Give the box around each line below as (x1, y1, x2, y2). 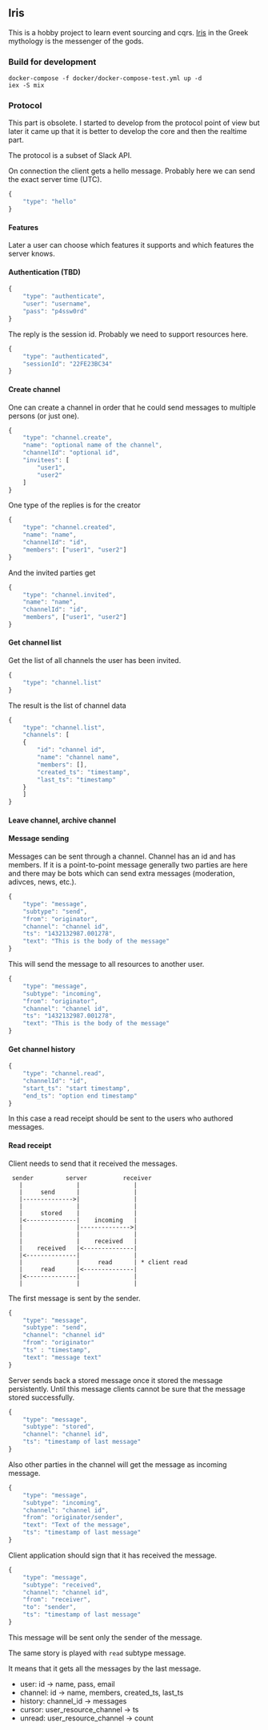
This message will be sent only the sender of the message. (8, 1632, 202, 1642)
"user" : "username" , (22, 300, 91, 308)
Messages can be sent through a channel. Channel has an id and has (8, 851, 236, 861)
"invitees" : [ (22, 456, 70, 464)
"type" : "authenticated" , (22, 352, 110, 360)
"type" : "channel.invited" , (22, 591, 116, 599)
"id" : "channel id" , (37, 746, 106, 754)
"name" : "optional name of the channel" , (22, 441, 162, 450)
